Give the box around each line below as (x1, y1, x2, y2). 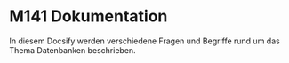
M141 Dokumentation (9, 6, 168, 27)
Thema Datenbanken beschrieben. (9, 44, 136, 55)
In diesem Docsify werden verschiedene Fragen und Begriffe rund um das (9, 35, 280, 46)
